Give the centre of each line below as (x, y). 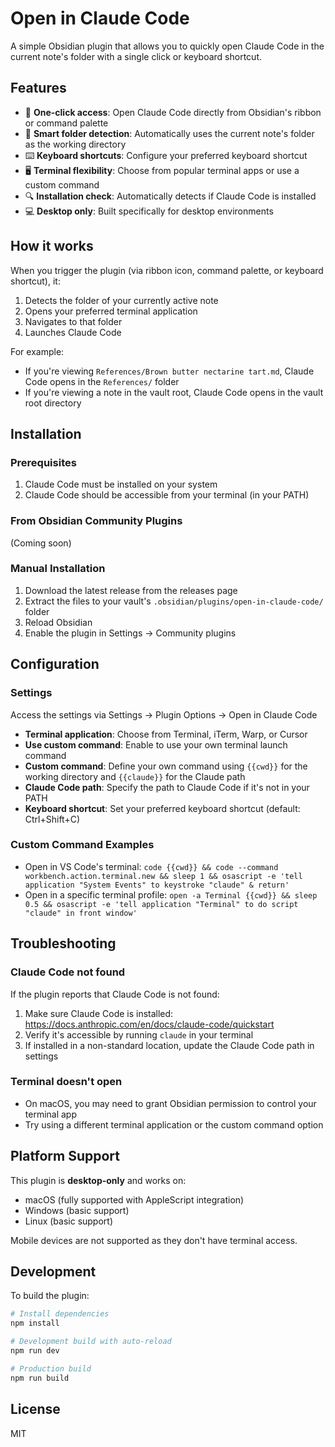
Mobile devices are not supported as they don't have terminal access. (154, 1240)
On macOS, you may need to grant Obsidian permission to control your (170, 1103)
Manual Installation (58, 569)
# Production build (51, 1368)
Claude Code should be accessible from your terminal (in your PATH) (167, 495)
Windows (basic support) (77, 1210)
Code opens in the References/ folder (102, 381)
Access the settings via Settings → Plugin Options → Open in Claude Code (164, 714)
